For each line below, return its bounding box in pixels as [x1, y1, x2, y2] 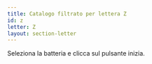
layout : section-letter [7, 30, 77, 37]
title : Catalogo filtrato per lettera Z [7, 10, 127, 18]
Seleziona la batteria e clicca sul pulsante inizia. [7, 49, 145, 58]
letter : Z [7, 23, 36, 30]
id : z [7, 17, 23, 24]
